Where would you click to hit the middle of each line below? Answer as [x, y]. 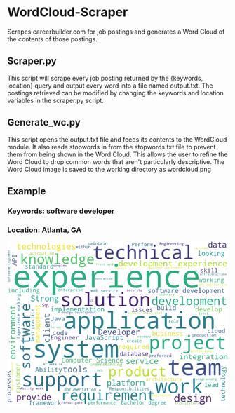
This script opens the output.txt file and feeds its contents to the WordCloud [117, 139]
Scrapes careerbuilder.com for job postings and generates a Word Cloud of [116, 32]
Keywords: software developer [61, 211]
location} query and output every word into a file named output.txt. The [110, 86]
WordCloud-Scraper [68, 12]
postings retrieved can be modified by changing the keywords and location [115, 93]
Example [27, 191]
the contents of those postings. [53, 39]
